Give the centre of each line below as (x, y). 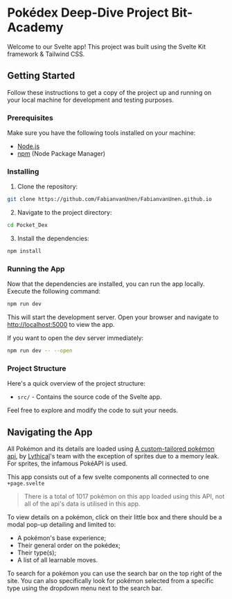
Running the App (36, 269)
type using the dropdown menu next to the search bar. (85, 588)
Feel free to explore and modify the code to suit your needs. (93, 411)
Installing (23, 171)
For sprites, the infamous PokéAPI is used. (68, 464)
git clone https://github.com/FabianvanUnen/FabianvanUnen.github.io (110, 199)
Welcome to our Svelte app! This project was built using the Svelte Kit (107, 46)
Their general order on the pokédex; (69, 546)
